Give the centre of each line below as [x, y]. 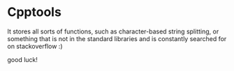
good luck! [23, 59]
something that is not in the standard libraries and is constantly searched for [117, 38]
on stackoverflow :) [35, 46]
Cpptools [34, 12]
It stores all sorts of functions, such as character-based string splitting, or [113, 31]
